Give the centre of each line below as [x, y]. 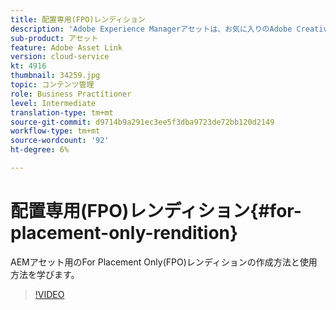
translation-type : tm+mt [62, 112]
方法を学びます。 [45, 274]
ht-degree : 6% [40, 150]
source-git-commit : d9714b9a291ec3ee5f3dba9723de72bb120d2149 [142, 122]
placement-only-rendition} [124, 233]
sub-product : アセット [54, 38]
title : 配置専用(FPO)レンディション [78, 19]
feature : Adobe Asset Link [66, 47]
